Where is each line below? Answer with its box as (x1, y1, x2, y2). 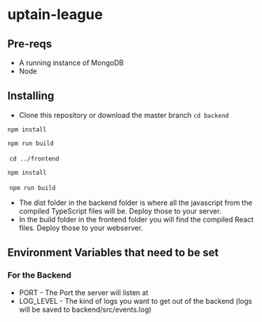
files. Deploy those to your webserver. (18, 223, 143, 233)
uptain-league (7, 6, 104, 24)
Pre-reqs (7, 37, 52, 51)
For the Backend (7, 270, 72, 281)
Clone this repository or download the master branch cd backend (18, 110, 230, 119)
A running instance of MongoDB (18, 58, 124, 67)
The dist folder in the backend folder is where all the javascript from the (18, 198, 253, 207)
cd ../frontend (9, 154, 60, 163)
